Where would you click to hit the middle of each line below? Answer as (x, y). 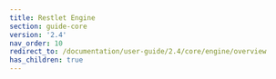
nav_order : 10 (36, 43)
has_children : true (46, 60)
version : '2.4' (38, 35)
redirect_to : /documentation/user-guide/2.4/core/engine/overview (138, 52)
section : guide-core (49, 26)
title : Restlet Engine (52, 18)
